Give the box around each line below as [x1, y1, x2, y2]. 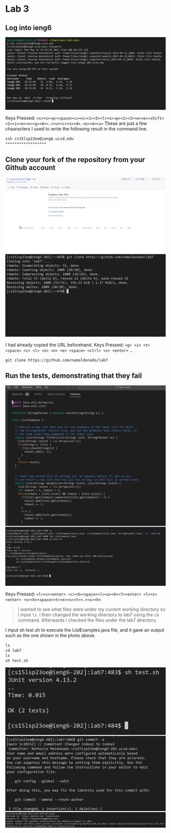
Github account [5, 163, 56, 172]
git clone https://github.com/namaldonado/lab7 [5, 357, 108, 362]
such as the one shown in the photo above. [5, 632, 96, 638]
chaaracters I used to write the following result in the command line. [5, 126, 148, 132]
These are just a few [104, 120, 148, 126]
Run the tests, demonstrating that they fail [5, 372, 142, 380]
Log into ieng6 [5, 23, 52, 32]
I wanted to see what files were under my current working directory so [17, 606, 165, 612]
